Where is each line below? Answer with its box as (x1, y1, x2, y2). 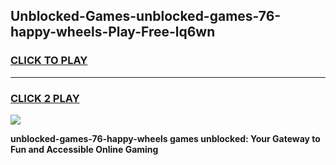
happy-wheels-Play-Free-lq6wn (10, 24, 216, 41)
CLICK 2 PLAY (10, 91, 80, 105)
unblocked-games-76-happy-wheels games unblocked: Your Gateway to (10, 132, 321, 144)
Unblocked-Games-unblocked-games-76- (10, 8, 282, 25)
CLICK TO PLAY (10, 54, 88, 68)
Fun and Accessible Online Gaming (10, 143, 159, 155)
